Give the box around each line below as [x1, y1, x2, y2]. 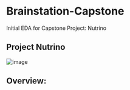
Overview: [6, 76, 47, 86]
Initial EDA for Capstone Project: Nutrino [6, 24, 107, 32]
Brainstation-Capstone [6, 4, 125, 18]
